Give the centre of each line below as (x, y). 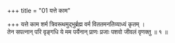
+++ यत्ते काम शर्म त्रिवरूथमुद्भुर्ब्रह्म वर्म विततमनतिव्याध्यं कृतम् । (76, 24)
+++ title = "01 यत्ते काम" (39, 11)
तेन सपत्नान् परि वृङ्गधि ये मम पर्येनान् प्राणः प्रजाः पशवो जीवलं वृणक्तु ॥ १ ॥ (87, 32)
